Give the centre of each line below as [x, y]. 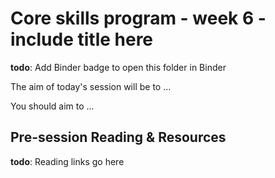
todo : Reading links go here [67, 161]
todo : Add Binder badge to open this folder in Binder [118, 67]
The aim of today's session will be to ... [91, 86]
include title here [82, 39]
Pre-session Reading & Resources [118, 137]
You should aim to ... [52, 106]
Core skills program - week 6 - [138, 18]
